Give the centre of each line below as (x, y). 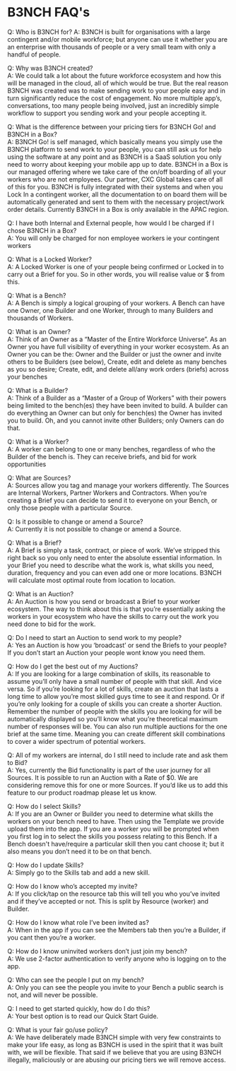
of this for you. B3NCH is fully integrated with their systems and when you (115, 187)
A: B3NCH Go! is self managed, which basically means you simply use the (115, 141)
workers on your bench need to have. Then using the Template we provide (116, 821)
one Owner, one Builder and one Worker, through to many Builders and (110, 310)
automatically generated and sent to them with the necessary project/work (116, 201)
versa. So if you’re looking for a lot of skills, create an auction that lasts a (113, 689)
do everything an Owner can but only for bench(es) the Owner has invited (115, 413)
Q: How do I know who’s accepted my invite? (72, 886)
